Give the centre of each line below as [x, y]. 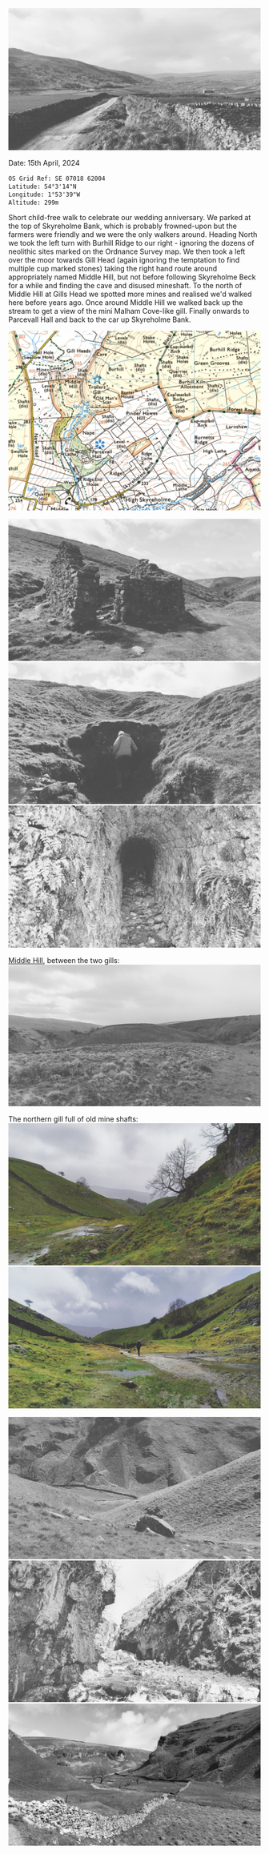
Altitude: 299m [34, 203]
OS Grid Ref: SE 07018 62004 [57, 179]
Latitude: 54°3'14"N [43, 187]
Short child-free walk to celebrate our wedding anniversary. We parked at [130, 217]
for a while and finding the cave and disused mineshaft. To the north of [125, 285]
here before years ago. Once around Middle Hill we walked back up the [126, 302]
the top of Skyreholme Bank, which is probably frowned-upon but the [123, 226]
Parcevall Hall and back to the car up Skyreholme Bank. [100, 319]
